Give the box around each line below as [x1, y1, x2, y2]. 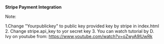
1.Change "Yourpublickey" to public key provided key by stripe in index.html [5, 23, 160, 29]
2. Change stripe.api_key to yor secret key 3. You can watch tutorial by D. [5, 28, 155, 34]
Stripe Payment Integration [5, 4, 62, 10]
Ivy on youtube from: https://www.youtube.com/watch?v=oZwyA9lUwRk [5, 34, 153, 39]
